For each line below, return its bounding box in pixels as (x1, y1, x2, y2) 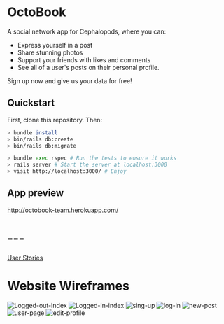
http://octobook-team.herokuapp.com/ (7, 206, 119, 214)
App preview (7, 187, 64, 199)
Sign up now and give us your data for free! (7, 76, 132, 85)
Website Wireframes (7, 278, 129, 294)
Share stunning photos (17, 48, 83, 57)
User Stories (7, 253, 43, 262)
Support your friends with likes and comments (17, 55, 151, 64)
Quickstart (7, 97, 55, 109)
